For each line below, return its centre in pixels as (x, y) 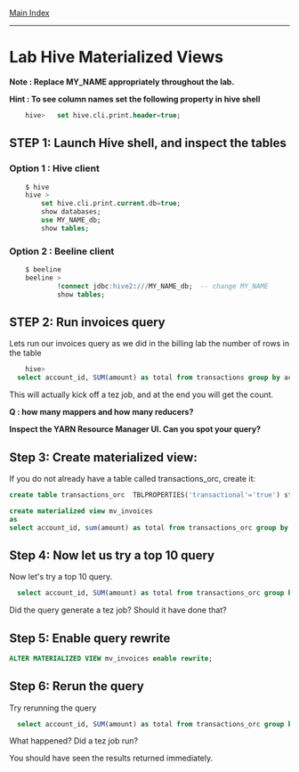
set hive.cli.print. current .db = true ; (111, 204)
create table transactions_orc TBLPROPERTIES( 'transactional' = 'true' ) (145, 495)
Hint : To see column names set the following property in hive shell (135, 99)
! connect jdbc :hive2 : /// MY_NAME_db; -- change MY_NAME (162, 286)
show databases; (71, 212)
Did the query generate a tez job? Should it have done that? (118, 610)
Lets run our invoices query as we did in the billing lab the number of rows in (149, 344)
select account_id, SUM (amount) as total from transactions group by (149, 378)
